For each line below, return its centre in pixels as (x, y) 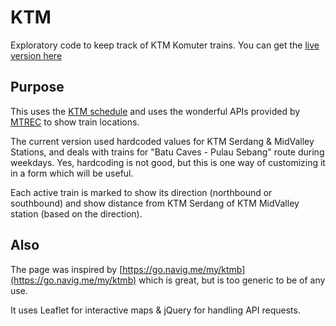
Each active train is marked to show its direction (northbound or (141, 192)
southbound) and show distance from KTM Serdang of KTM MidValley (155, 203)
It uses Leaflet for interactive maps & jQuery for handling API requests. (155, 310)
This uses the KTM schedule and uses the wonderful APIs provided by (155, 111)
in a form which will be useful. (72, 173)
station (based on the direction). (76, 213)
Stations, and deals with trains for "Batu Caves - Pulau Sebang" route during (167, 152)
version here (36, 55)
